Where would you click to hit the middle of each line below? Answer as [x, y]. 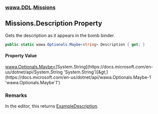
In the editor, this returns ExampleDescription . [52, 106]
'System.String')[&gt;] [86, 72]
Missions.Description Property [54, 24]
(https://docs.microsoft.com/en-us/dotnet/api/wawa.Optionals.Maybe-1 [78, 77]
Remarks [16, 95]
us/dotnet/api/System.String [34, 72]
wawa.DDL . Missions [30, 7]
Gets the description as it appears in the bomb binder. [60, 35]
